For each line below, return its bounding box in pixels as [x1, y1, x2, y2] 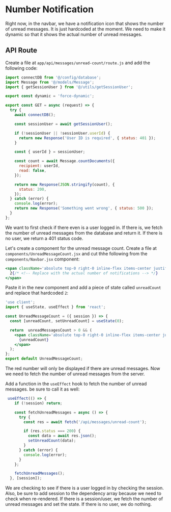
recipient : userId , [18, 163, 60, 169]
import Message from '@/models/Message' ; [5, 80, 95, 85]
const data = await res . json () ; [27, 433, 97, 439]
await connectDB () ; [14, 112, 56, 117]
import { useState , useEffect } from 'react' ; [5, 304, 106, 310]
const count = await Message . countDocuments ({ [14, 159, 115, 164]
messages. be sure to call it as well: [5, 386, 80, 392]
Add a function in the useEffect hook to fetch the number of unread [5, 381, 147, 387]
